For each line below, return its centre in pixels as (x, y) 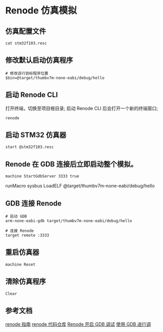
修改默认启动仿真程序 (39, 60)
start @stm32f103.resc (30, 147)
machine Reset (21, 264)
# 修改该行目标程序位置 (27, 73)
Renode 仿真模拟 (41, 11)
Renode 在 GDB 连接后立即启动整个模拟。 (71, 164)
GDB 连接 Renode (33, 203)
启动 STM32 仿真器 (36, 135)
